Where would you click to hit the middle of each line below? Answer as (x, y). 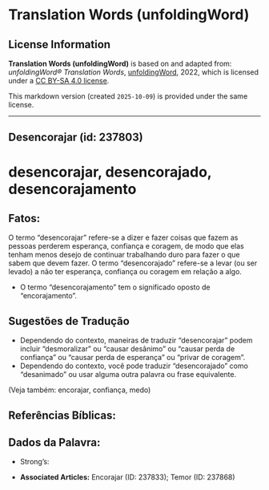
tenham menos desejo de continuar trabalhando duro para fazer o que (124, 255)
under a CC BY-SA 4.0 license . (59, 81)
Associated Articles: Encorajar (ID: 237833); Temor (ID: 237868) (127, 477)
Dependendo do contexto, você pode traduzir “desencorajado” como (134, 366)
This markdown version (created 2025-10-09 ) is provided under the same (128, 96)
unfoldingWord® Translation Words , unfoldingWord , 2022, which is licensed (133, 72)
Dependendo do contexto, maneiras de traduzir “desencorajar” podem (137, 340)
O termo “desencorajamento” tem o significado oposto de (115, 287)
